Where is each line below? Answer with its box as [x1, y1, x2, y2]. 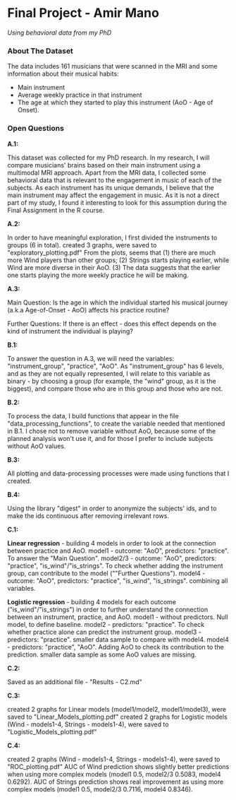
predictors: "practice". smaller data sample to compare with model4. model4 [7, 635, 229, 644]
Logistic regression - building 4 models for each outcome [7, 597, 176, 606]
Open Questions [7, 124, 65, 134]
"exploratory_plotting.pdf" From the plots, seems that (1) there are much [7, 248, 216, 257]
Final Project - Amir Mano [7, 5, 160, 21]
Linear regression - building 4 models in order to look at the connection [7, 539, 216, 547]
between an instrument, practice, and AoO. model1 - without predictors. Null [7, 613, 228, 621]
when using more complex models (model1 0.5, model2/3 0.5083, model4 [7, 770, 221, 778]
